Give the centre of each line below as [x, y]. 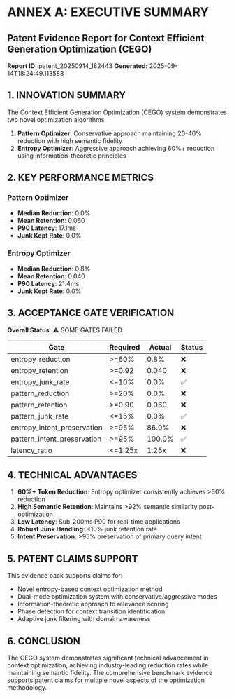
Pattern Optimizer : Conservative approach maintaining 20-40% [110, 133]
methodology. [27, 688]
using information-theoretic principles [72, 156]
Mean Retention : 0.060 [51, 220]
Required [125, 347]
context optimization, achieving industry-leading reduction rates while [108, 665]
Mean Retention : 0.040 [51, 276]
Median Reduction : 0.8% [54, 269]
